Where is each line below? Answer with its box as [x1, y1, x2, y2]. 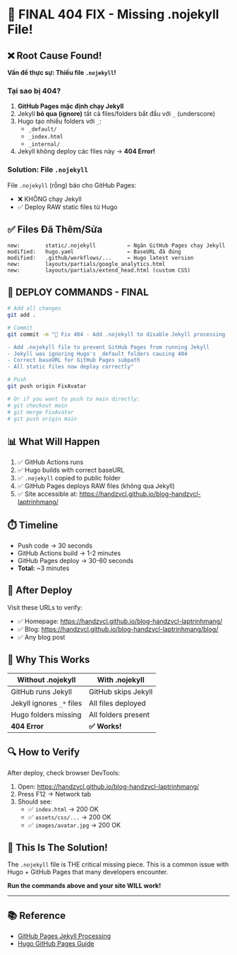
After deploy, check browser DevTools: [7, 768, 121, 777]
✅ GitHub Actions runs [17, 458, 84, 466]
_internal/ [28, 141, 61, 148]
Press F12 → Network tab [17, 789, 92, 798]
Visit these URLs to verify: [7, 603, 83, 611]
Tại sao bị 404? [7, 86, 61, 95]
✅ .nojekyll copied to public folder [17, 474, 121, 482]
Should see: [17, 797, 53, 806]
